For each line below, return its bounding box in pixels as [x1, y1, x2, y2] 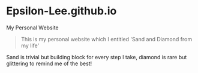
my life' [20, 42, 40, 49]
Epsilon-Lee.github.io [6, 4, 117, 18]
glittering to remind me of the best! [6, 60, 92, 67]
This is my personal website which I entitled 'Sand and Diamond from [20, 35, 193, 42]
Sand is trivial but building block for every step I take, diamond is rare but [6, 53, 187, 60]
